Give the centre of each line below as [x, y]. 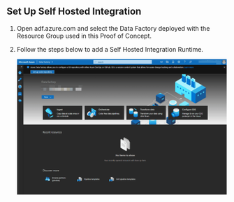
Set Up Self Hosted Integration [74, 12]
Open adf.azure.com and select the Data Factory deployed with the [113, 28]
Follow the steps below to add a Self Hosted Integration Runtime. [110, 49]
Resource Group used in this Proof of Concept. [84, 36]
